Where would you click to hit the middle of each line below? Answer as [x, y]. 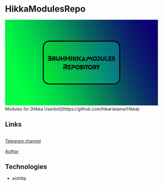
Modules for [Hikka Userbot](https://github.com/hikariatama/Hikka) [72, 109]
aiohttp [19, 178]
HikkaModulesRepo [45, 9]
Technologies [26, 166]
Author [12, 152]
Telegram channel [23, 141]
